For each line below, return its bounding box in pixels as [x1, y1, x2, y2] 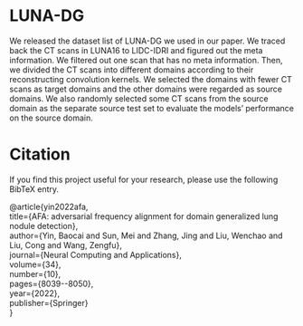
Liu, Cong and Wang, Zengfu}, [9, 239, 122, 250]
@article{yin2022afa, [9, 201, 89, 212]
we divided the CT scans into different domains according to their [9, 64, 254, 75]
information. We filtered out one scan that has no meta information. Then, [9, 54, 283, 65]
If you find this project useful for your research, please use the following [9, 174, 279, 185]
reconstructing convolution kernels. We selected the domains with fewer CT [9, 73, 292, 84]
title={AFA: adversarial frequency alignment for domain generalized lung [9, 210, 279, 222]
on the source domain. [9, 112, 93, 123]
